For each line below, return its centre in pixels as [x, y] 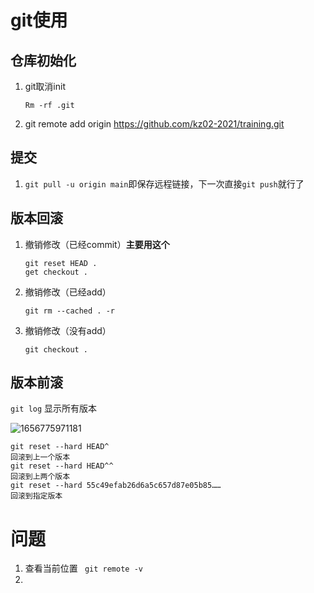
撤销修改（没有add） [68, 330]
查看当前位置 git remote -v [83, 568]
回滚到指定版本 [36, 496]
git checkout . [56, 349]
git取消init [45, 86]
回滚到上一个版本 [40, 457]
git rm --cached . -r [69, 311]
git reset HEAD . [61, 263]
